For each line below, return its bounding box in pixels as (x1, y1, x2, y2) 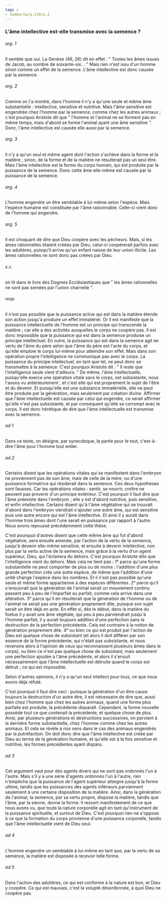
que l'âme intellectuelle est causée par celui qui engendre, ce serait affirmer (5, 395, 161, 401)
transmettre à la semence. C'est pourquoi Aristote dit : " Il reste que (5, 364, 143, 370)
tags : (5, 7, 19, 12)
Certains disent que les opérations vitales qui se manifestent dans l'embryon (5, 470, 162, 476)
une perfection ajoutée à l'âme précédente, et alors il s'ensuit (5, 653, 130, 660)
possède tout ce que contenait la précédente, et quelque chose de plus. (5, 710, 152, 716)
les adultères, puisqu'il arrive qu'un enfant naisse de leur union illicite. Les (5, 247, 156, 253)
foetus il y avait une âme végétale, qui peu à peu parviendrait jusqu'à (5, 611, 146, 618)
